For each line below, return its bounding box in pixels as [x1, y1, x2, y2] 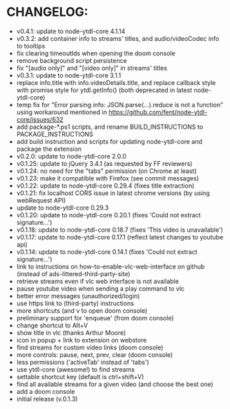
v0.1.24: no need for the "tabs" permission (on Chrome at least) [16, 167, 198, 175]
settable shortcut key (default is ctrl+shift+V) [16, 372, 144, 381]
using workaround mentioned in [16, 108, 108, 116]
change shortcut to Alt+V [16, 321, 88, 329]
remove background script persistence [16, 56, 127, 64]
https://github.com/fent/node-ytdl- [108, 108, 208, 116]
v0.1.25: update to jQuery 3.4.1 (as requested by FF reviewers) [16, 159, 193, 167]
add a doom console [16, 387, 75, 395]
